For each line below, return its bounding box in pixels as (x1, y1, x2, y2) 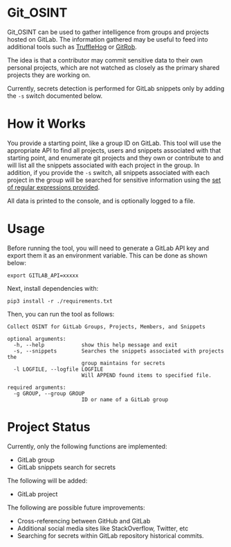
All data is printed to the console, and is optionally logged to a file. (7, 196, 196, 205)
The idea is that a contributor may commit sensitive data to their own (7, 56, 203, 64)
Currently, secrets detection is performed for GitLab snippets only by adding (7, 84, 225, 92)
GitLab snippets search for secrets (17, 463, 116, 471)
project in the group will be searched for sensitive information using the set (7, 176, 221, 184)
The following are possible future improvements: (7, 503, 145, 512)
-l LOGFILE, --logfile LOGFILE (13, 366, 104, 373)
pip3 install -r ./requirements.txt (7, 297, 113, 305)
